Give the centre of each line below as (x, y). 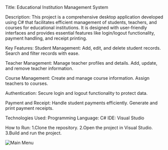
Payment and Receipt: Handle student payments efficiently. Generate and (81, 103)
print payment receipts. (30, 108)
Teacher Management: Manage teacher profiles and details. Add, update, (81, 63)
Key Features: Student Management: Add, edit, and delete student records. (83, 48)
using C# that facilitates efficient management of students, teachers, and (81, 22)
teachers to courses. (27, 83)
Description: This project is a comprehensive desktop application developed (84, 17)
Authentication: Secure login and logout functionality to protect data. (76, 93)
